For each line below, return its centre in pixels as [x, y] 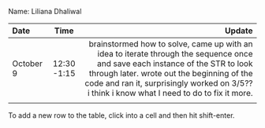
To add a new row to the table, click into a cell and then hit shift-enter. [121, 115]
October [28, 64]
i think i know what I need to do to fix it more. [170, 93]
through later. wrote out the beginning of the [171, 73]
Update [239, 31]
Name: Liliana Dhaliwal [45, 11]
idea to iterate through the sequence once [175, 54]
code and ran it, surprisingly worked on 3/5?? [169, 83]
